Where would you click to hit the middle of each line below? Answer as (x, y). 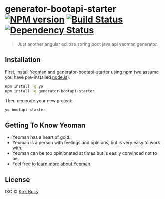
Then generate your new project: (39, 100)
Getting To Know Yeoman (45, 125)
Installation (23, 60)
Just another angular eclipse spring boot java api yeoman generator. (87, 44)
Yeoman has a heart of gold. (41, 137)
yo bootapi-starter (25, 110)
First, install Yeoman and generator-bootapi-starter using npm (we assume (82, 72)
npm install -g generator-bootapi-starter (50, 91)
